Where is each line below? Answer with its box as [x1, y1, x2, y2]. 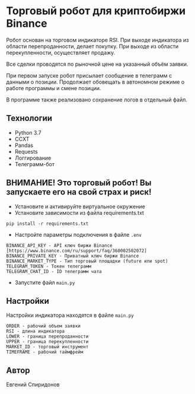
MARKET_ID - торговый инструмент [6, 344, 89, 350]
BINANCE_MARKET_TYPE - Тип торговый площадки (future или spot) [6, 258, 168, 264]
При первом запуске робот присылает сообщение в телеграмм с [6, 72, 172, 79]
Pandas [14, 141, 34, 149]
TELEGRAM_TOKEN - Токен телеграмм [6, 263, 92, 269]
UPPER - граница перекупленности [6, 339, 89, 345]
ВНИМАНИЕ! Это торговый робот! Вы [6, 178, 152, 188]
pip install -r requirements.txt [6, 221, 89, 227]
